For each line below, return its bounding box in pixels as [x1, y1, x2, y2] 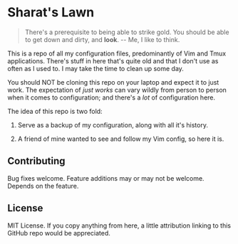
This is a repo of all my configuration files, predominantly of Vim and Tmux [7, 49, 227, 58]
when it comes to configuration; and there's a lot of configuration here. [7, 93, 216, 102]
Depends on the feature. [7, 181, 79, 190]
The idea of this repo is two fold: [7, 107, 103, 115]
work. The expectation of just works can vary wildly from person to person [7, 85, 227, 94]
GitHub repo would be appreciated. [7, 228, 110, 237]
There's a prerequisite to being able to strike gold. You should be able [24, 28, 229, 36]
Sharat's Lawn [7, 4, 95, 21]
